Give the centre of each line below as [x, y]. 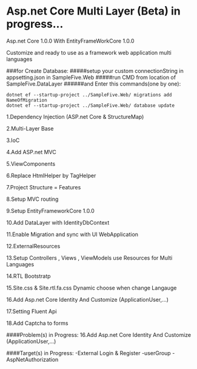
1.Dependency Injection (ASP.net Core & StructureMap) [75, 117]
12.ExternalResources [33, 246]
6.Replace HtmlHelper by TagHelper [51, 175]
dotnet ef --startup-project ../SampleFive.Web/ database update [90, 105]
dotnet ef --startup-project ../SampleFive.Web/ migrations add [89, 95]
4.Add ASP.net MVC [31, 152]
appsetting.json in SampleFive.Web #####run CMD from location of [91, 77]
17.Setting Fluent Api [32, 311]
